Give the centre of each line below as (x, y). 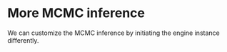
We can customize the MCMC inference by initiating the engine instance (113, 33)
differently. (23, 40)
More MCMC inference (76, 13)
